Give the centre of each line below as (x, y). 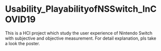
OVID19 (20, 19)
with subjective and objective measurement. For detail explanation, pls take (81, 38)
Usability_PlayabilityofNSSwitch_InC (81, 9)
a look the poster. (22, 43)
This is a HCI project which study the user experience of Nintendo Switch (79, 33)
